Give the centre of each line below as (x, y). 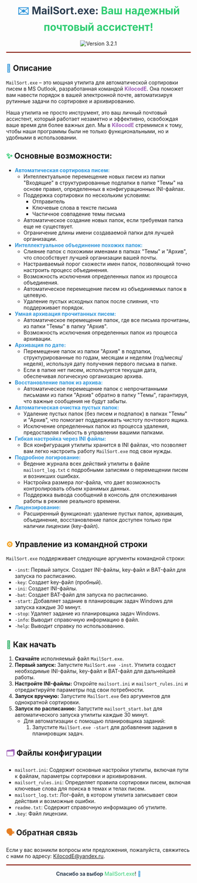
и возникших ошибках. (52, 476)
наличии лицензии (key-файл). (61, 526)
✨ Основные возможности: (59, 156)
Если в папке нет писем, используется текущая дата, (90, 370)
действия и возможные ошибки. (55, 801)
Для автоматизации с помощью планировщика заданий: (94, 721)
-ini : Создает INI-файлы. (46, 589)
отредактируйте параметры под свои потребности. (79, 690)
